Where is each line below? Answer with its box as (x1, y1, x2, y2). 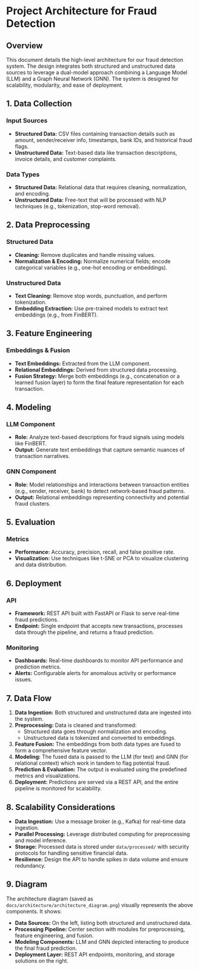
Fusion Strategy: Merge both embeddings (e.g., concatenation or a (14, 372, 180, 379)
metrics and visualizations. (14, 772, 80, 780)
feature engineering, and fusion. (14, 932, 94, 939)
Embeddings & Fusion (6, 346, 70, 354)
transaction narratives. (14, 453, 70, 460)
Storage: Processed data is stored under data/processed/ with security (14, 843, 189, 850)
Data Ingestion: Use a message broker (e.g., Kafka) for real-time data (14, 818, 186, 825)
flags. (14, 143, 29, 150)
